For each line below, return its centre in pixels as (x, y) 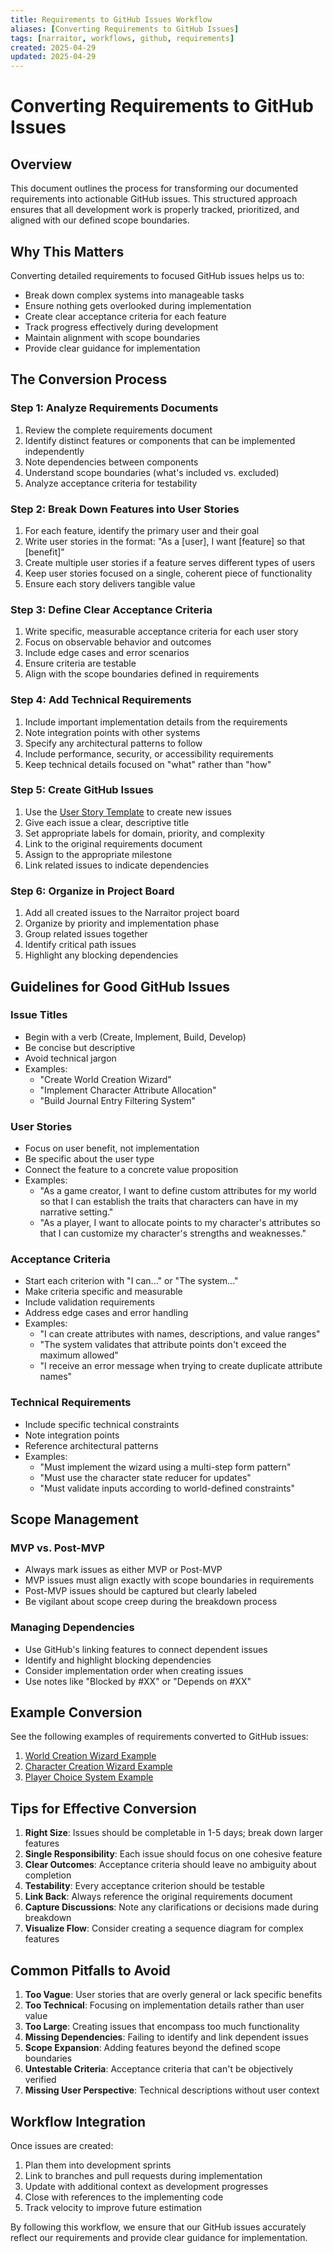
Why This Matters (67, 251)
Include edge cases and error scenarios (107, 653)
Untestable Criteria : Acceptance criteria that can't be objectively (159, 2069)
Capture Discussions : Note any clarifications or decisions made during (171, 1907)
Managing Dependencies (72, 1628)
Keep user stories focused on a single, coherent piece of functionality (168, 573)
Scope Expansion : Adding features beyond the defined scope (152, 2048)
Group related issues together (86, 934)
